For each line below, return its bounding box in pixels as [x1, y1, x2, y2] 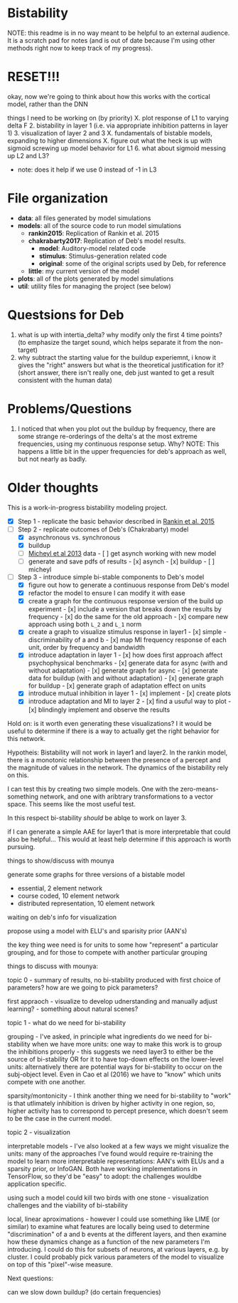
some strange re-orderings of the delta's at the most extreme [17, 432, 198, 440]
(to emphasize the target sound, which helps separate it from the [17, 338, 208, 346]
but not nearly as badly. [17, 455, 87, 463]
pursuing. [7, 842, 36, 851]
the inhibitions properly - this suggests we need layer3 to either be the [7, 1047, 214, 1056]
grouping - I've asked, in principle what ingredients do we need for [7, 1032, 202, 1041]
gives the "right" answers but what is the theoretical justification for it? [17, 360, 225, 369]
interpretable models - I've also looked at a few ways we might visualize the [7, 1141, 229, 1150]
